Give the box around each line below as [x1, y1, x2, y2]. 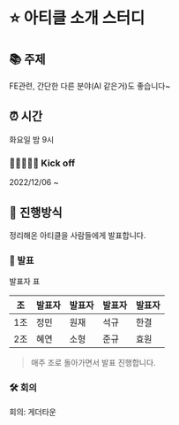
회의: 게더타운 [9, 406, 57, 417]
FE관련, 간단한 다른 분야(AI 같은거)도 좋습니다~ [9, 81, 171, 91]
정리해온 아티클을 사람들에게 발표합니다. [9, 229, 146, 240]
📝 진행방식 [9, 205, 63, 220]
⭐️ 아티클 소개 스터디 [9, 8, 145, 28]
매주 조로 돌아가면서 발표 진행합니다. [30, 358, 156, 368]
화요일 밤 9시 [9, 134, 55, 144]
